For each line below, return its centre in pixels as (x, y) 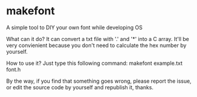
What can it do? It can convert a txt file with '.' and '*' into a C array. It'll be (98, 39)
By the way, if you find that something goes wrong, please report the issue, (99, 81)
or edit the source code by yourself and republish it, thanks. (80, 87)
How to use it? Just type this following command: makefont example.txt (94, 63)
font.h (13, 69)
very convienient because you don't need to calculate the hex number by (96, 45)
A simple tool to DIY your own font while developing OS (74, 27)
